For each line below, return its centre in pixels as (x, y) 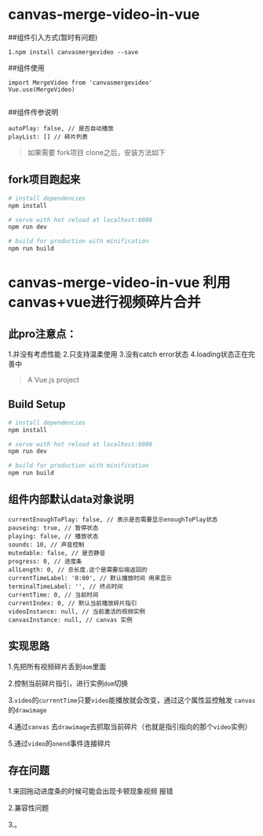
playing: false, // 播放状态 (53, 536)
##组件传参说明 (33, 112)
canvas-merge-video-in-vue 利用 (119, 283)
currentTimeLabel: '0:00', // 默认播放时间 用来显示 (90, 578)
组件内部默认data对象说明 (71, 499)
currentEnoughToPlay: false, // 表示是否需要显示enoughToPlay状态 (113, 520)
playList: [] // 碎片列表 (48, 137)
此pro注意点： (42, 333)
